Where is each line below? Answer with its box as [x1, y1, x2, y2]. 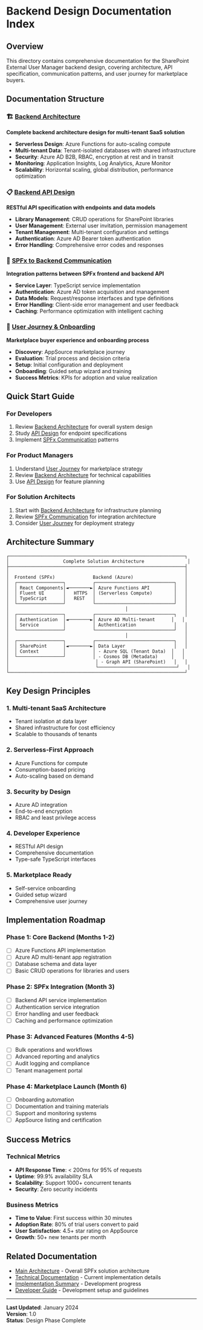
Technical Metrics [6, 1152, 60, 1161]
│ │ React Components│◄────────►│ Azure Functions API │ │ [6, 585, 188, 591]
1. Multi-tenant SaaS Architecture [6, 703, 106, 712]
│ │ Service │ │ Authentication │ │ [6, 622, 188, 628]
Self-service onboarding [14, 884, 76, 892]
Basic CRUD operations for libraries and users [14, 967, 130, 974]
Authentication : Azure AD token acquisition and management [14, 288, 169, 296]
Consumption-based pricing [14, 766, 86, 773]
